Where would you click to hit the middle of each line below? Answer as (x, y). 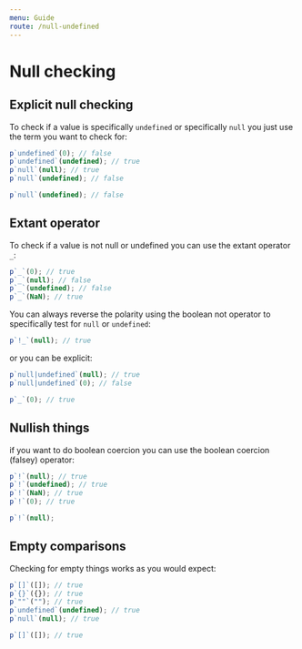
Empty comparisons (68, 547)
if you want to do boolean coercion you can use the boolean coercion (140, 450)
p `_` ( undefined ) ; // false (60, 289)
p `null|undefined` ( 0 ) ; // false (70, 383)
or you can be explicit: (51, 358)
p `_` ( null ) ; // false (50, 280)
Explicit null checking (71, 105)
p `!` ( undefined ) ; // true (58, 485)
